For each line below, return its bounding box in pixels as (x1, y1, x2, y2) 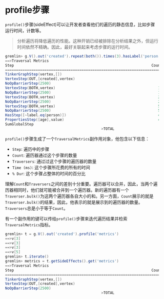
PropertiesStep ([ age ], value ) (5, 118, 64, 122)
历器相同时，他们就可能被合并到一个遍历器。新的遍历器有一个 (5, 187, 129, 193)
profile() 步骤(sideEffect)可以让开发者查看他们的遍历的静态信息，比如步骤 (5, 21, 155, 27)
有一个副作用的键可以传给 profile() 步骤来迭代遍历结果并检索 (5, 216, 128, 221)
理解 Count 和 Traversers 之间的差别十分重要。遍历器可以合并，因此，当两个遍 (5, 181, 158, 187)
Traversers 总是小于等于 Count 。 (5, 205, 68, 211)
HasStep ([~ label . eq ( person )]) (5, 113, 67, 118)
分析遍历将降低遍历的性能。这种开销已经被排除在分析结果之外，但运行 (17, 38, 159, 44)
